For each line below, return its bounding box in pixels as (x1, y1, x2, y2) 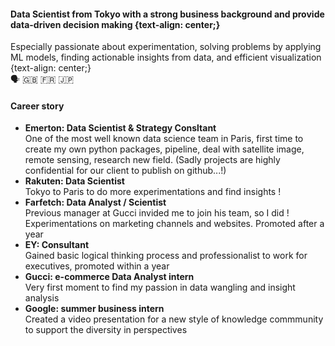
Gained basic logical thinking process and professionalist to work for (24, 250, 308, 262)
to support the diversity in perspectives (24, 324, 188, 336)
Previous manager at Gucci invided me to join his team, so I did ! (24, 207, 290, 219)
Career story (10, 100, 65, 112)
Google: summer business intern (24, 303, 165, 315)
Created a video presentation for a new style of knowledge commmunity (24, 313, 324, 325)
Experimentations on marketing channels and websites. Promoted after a (24, 218, 325, 230)
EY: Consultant (24, 239, 90, 251)
